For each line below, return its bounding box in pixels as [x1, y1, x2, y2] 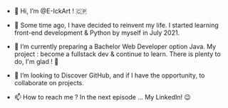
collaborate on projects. [14, 79, 84, 87]
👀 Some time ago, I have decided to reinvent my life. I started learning [14, 21, 219, 29]
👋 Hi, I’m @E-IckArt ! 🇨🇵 [14, 7, 88, 15]
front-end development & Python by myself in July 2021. [14, 28, 180, 37]
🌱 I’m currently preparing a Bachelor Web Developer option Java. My [14, 43, 217, 50]
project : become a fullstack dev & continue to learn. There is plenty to [14, 50, 221, 58]
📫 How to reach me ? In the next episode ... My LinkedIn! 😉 [14, 93, 191, 101]
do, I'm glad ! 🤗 [14, 58, 59, 65]
